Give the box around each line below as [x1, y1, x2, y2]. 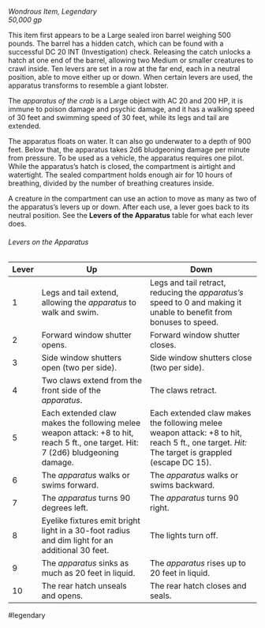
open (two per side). [41, 363, 117, 374]
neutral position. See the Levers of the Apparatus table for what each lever [8, 211, 254, 220]
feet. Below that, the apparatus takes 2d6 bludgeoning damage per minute [8, 145, 250, 154]
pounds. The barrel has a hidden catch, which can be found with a [8, 39, 224, 48]
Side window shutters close [149, 352, 252, 363]
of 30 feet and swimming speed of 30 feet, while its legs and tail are [8, 113, 230, 122]
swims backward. [149, 479, 215, 491]
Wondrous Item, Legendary [8, 7, 97, 16]
